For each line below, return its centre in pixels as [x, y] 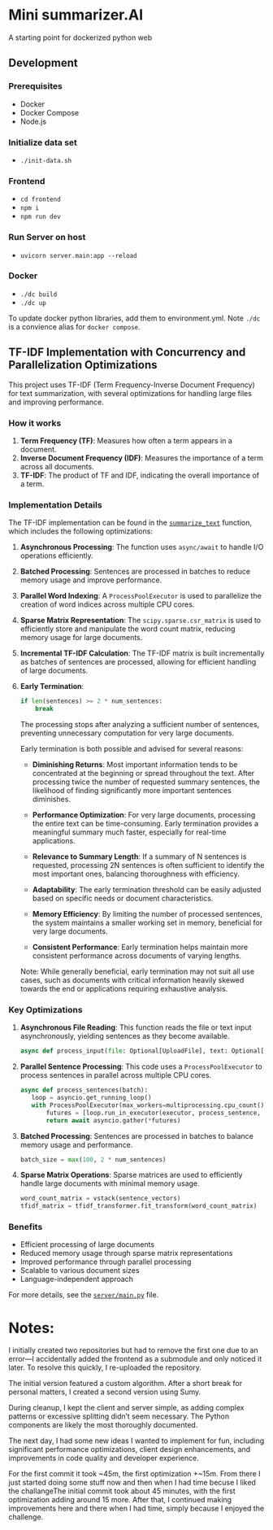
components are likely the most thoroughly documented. [103, 1425]
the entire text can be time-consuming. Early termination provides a [145, 823]
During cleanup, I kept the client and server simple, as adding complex [126, 1408]
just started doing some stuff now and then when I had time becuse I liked [132, 1483]
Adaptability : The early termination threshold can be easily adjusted [147, 889]
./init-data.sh [46, 160]
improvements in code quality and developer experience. [104, 1458]
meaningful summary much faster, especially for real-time [129, 832]
